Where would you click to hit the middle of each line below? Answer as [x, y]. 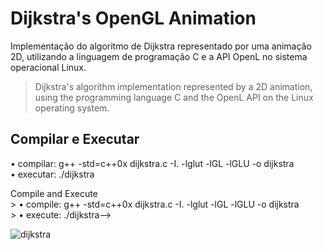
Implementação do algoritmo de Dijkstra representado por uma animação [161, 46]
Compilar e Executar [75, 139]
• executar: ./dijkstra [52, 174]
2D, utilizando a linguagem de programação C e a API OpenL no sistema [159, 56]
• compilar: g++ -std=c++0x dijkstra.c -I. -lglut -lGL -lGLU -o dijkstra [152, 163]
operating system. [72, 108]
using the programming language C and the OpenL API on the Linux [174, 97]
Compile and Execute [54, 193]
